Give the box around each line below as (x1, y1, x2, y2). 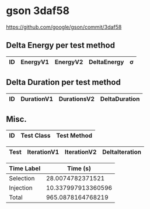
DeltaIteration (102, 148, 142, 156)
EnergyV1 (20, 57, 50, 66)
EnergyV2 (54, 57, 83, 66)
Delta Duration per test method (6, 77, 121, 87)
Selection (9, 174, 35, 183)
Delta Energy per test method (6, 40, 116, 50)
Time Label (9, 165, 41, 173)
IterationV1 (27, 148, 60, 156)
